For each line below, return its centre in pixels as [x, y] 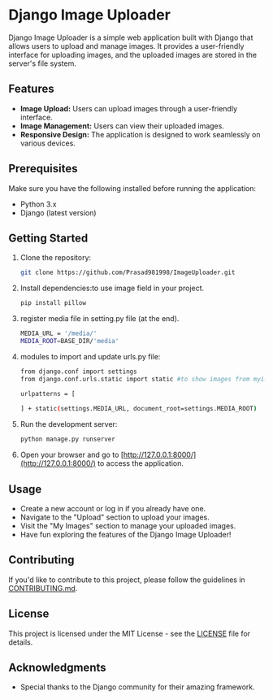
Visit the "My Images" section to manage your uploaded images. [128, 525]
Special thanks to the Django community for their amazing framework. [138, 687]
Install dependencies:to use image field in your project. [112, 288]
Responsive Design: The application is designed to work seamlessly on [140, 134]
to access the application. [141, 463]
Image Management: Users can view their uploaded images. [122, 126]
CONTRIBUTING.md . [43, 588]
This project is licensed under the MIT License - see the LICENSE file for [129, 633]
